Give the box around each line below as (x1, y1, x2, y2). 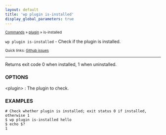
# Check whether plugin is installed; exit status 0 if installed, (5, 108, 147, 114)
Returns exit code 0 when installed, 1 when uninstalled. (5, 61, 117, 67)
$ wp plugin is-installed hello (5, 117, 72, 122)
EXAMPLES (5, 97, 33, 104)
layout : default (5, 7, 39, 12)
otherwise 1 (5, 113, 30, 118)
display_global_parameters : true (5, 16, 74, 21)
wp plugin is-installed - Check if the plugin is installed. (5, 39, 121, 45)
